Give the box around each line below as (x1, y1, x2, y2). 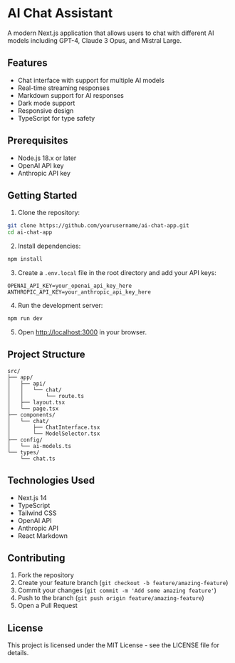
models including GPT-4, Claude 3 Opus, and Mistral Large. (7, 36, 182, 44)
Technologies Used (7, 474, 95, 487)
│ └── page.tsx (7, 405, 59, 412)
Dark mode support (17, 99, 75, 107)
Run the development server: (17, 301, 103, 309)
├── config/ (7, 436, 43, 444)
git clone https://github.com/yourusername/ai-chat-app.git (7, 222, 190, 229)
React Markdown (17, 531, 68, 540)
